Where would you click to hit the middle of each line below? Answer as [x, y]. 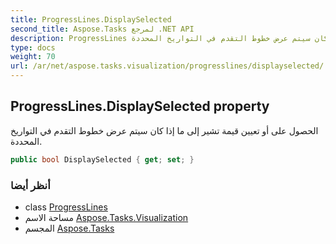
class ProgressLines [66, 207]
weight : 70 [33, 57]
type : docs [33, 47]
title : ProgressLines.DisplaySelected [91, 19]
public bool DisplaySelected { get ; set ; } [102, 159]
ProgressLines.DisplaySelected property [140, 106]
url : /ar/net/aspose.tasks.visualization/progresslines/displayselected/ [167, 66]
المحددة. [26, 141]
